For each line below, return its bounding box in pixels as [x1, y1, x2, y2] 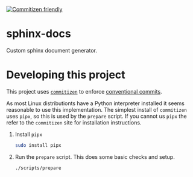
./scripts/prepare [14, 165, 62, 171]
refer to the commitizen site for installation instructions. [6, 118, 142, 126]
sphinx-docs [6, 27, 71, 40]
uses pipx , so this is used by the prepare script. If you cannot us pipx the [6, 112, 187, 120]
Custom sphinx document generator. [6, 47, 98, 54]
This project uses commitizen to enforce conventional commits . [6, 88, 162, 95]
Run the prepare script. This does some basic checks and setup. [14, 153, 175, 160]
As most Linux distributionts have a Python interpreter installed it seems [6, 100, 185, 107]
